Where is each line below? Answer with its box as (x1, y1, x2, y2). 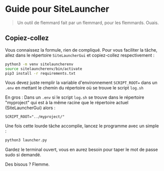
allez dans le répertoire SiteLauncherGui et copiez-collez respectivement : (5, 52, 155, 58)
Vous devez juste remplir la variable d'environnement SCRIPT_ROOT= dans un (5, 80, 158, 85)
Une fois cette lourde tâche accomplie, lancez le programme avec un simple (5, 123, 159, 129)
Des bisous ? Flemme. (5, 161, 50, 168)
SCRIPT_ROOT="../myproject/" (5, 114, 65, 119)
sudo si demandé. (5, 152, 42, 158)
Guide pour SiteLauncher (5, 3, 109, 15)
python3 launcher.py (5, 138, 48, 143)
